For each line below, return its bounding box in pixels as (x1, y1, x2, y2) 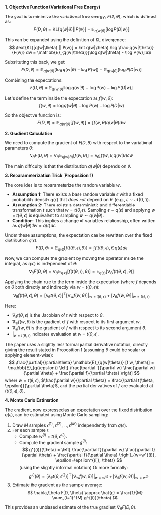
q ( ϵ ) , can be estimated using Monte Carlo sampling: (5, 412, 108, 418)
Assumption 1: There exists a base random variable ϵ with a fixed (12, 191, 143, 197)
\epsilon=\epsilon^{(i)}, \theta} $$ (55, 457, 122, 463)
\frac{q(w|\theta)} (118, 44, 154, 50)
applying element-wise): (5, 352, 54, 358)
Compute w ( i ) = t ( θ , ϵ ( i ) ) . (19, 432, 67, 439)
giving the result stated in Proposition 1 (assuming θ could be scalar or (5, 347, 145, 353)
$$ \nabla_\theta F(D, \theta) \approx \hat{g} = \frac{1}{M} (27, 489, 143, 495)
